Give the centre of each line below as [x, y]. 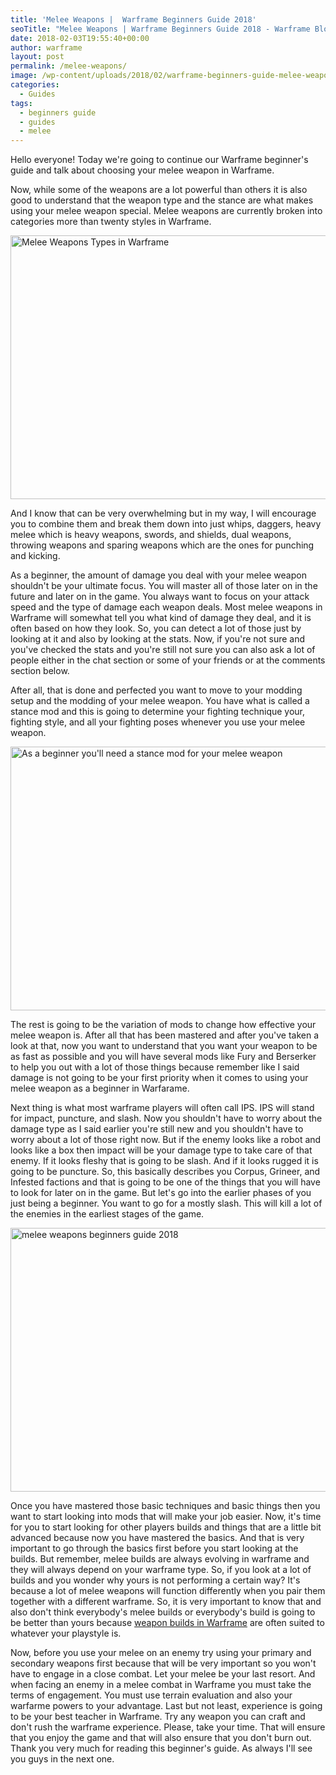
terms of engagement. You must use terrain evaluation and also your [151, 1695]
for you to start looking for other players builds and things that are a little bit [166, 1527]
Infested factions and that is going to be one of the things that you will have [165, 1182]
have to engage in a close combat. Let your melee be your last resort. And [163, 1674]
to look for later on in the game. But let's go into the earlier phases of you [161, 1193]
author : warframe [46, 47]
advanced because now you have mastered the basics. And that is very [157, 1538]
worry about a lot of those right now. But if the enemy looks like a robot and [166, 1140]
